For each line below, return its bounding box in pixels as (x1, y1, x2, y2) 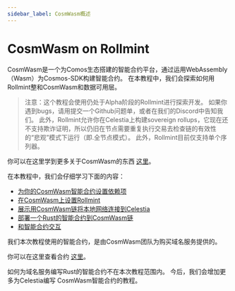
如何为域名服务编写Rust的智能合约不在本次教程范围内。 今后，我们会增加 (7, 267, 220, 275)
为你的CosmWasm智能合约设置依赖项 (17, 186, 127, 195)
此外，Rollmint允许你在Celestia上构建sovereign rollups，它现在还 (38, 115, 229, 124)
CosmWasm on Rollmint (7, 40, 150, 57)
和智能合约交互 (17, 222, 61, 230)
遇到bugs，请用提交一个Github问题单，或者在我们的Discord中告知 (24, 107, 217, 115)
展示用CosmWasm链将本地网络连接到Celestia (17, 204, 150, 213)
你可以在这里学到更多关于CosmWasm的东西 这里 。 (7, 157, 155, 165)
